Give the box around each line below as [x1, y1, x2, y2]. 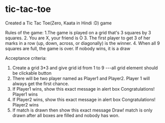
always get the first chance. [12, 81, 69, 87]
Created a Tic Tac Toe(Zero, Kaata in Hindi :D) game [5, 20, 112, 26]
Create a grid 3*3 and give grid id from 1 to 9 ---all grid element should [12, 65, 158, 71]
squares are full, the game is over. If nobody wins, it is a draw [5, 45, 130, 51]
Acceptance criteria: [5, 55, 47, 61]
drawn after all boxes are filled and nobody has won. [12, 112, 120, 118]
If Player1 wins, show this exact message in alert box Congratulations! [12, 86, 155, 92]
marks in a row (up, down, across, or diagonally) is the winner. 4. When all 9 [5, 40, 160, 46]
